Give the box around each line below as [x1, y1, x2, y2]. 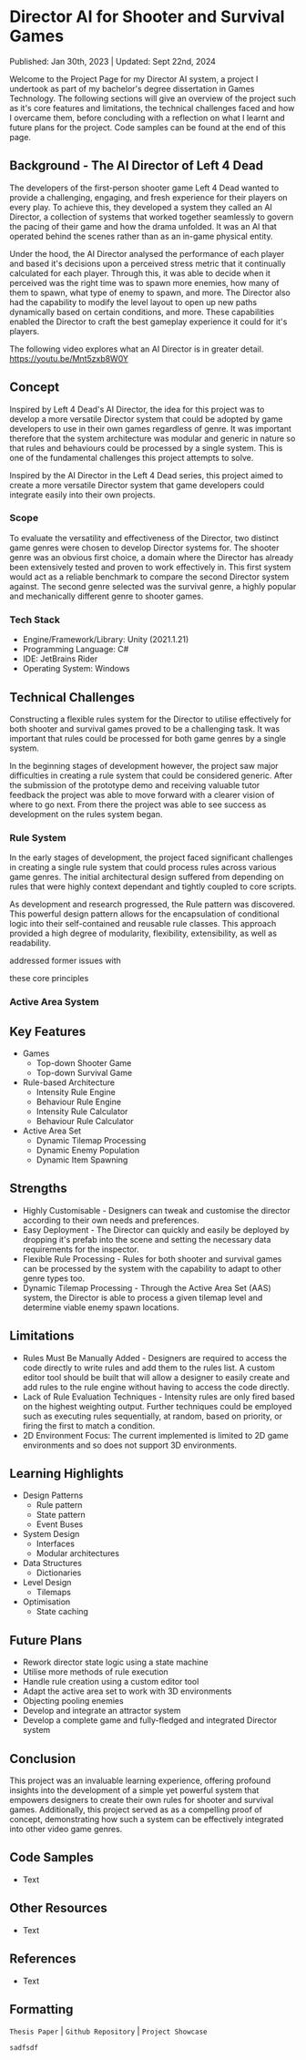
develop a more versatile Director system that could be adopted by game [9, 413, 284, 425]
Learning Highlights [9, 1466, 125, 1481]
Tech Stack [9, 613, 61, 626]
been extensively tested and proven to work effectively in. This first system [9, 561, 291, 572]
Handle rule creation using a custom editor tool [22, 1676, 199, 1687]
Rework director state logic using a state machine [22, 1656, 209, 1668]
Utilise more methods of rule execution [22, 1666, 168, 1677]
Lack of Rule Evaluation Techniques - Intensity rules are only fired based [22, 1391, 296, 1402]
